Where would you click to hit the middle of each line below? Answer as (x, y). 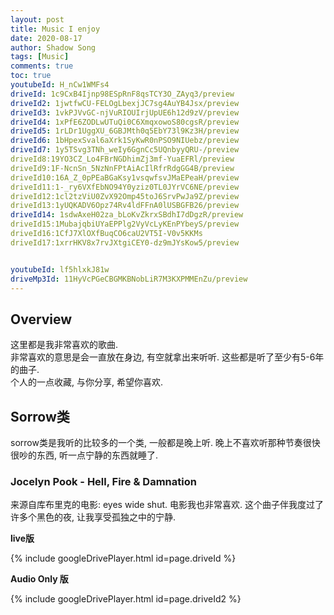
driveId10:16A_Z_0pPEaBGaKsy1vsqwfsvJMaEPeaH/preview (125, 177)
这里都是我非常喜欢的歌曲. (64, 345)
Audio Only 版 (39, 579)
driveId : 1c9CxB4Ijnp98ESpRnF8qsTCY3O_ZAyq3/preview (122, 94)
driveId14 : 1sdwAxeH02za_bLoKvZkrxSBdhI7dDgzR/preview (127, 215)
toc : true (31, 76)
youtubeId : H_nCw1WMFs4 (60, 85)
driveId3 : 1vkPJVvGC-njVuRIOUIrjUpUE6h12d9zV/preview (125, 112)
